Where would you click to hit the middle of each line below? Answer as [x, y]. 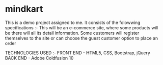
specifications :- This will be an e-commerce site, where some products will [82, 27]
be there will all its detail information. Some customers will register [72, 33]
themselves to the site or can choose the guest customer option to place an [81, 38]
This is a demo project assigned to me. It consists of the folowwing [73, 22]
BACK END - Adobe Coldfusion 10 [39, 58]
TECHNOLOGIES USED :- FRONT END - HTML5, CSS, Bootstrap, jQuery [78, 53]
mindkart [24, 9]
